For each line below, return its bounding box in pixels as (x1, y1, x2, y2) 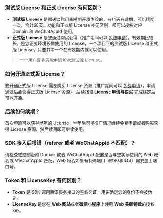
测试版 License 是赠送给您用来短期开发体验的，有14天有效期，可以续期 (12, 16, 155, 22)
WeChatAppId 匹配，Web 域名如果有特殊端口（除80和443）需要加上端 (14, 158, 157, 164)
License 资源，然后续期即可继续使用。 (10, 126, 88, 132)
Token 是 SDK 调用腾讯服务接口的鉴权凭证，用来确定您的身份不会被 (12, 189, 148, 195)
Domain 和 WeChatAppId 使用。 (12, 28, 76, 35)
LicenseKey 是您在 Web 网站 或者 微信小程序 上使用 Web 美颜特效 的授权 (12, 201, 155, 207)
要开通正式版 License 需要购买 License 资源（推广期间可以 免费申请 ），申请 (5, 82, 156, 88)
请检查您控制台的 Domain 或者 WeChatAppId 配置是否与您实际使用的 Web (5, 152, 153, 158)
